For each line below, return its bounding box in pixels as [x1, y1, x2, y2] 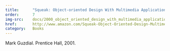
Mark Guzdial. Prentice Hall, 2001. [5, 40, 76, 46]
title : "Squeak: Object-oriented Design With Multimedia [5, 7, 139, 13]
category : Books [5, 26, 44, 31]
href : [5, 21, 17, 27]
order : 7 [5, 12, 35, 17]
